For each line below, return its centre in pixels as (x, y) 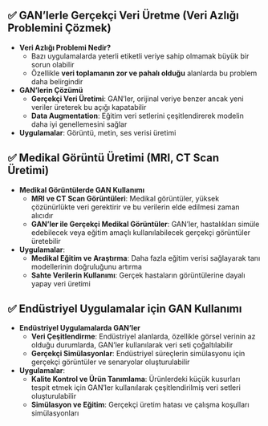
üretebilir (46, 241)
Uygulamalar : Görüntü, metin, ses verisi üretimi (97, 132)
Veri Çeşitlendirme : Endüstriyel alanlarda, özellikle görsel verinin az (143, 337)
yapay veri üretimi (61, 283)
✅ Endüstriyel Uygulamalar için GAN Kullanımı (125, 309)
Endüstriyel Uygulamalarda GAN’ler (80, 328)
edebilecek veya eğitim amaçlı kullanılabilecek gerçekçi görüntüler (140, 232)
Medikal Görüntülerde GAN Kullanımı (82, 189)
